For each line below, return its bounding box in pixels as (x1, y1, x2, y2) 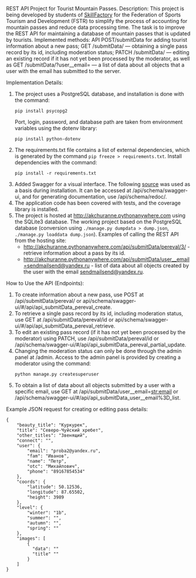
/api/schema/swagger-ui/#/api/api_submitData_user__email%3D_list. (14, 394, 181, 401)
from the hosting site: (14, 237, 66, 244)
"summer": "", (27, 515, 62, 521)
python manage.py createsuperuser (14, 371, 99, 377)
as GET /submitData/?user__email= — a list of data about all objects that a (6, 61, 185, 68)
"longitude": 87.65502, (27, 489, 85, 495)
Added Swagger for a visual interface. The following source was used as (14, 181, 191, 187)
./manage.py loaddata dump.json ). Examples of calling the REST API (14, 231, 179, 237)
